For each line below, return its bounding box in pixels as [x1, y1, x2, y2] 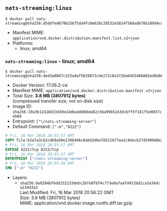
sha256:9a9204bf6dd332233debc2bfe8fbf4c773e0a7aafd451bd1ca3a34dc [19, 181, 161, 186]
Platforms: [12, 40, 34, 46]
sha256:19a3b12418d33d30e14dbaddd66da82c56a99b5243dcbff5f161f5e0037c [12, 109, 162, 114]
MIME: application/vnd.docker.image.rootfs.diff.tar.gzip [19, 200, 133, 206]
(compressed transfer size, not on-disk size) [12, 98, 103, 104]
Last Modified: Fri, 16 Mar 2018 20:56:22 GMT [19, 190, 114, 196]
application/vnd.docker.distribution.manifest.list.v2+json [12, 35, 140, 41]
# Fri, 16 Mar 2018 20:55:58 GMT [5, 161, 75, 166]
